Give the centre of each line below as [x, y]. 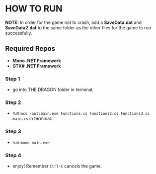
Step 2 [13, 102]
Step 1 [13, 79]
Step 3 [13, 131]
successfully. [19, 33]
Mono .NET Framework [37, 61]
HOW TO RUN [34, 9]
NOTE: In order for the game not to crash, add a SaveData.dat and [73, 22]
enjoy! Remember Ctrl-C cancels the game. [57, 166]
